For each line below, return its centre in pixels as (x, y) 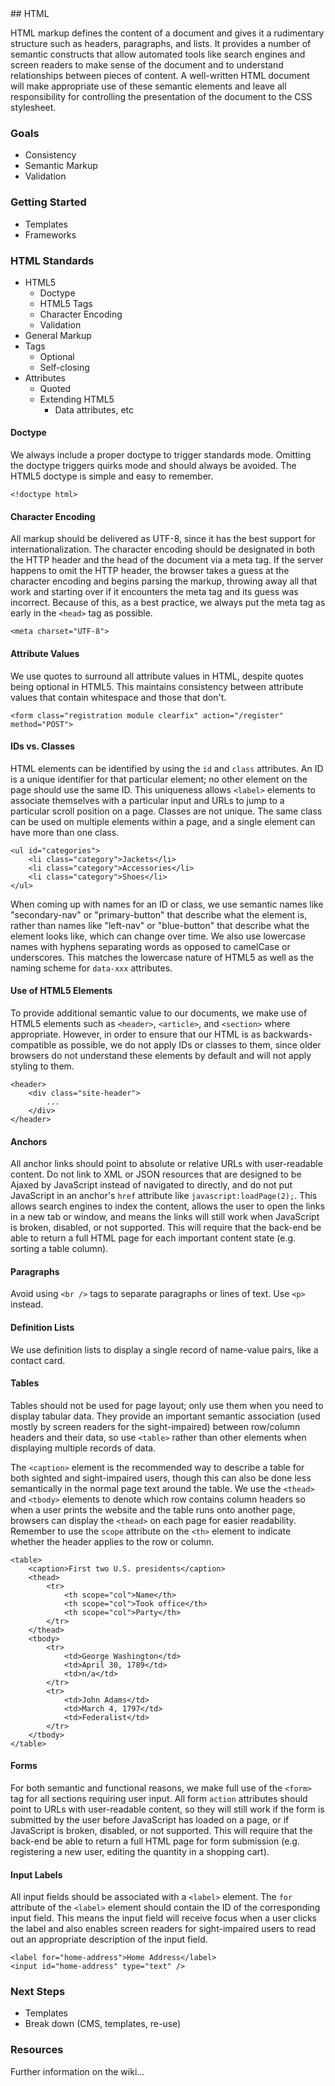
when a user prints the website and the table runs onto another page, (153, 1509)
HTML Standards (52, 260)
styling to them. (42, 1066)
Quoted (55, 388)
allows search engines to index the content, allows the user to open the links (167, 1206)
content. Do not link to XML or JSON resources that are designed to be (156, 1174)
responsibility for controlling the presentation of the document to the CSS (161, 96)
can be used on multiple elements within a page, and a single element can (163, 821)
